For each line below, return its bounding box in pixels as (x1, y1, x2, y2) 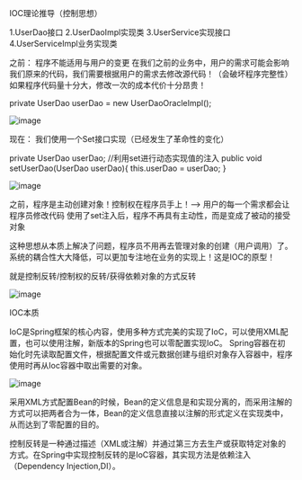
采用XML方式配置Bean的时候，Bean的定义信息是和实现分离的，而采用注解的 (9, 396, 293, 407)
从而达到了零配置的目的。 (9, 419, 104, 430)
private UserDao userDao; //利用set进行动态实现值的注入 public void (9, 153, 262, 164)
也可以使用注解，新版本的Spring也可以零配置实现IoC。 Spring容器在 (24, 338, 278, 348)
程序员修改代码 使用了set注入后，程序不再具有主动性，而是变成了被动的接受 (9, 210, 291, 220)
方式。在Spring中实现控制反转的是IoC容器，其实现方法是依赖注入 (9, 449, 252, 460)
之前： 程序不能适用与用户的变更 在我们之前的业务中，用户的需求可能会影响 (9, 58, 289, 67)
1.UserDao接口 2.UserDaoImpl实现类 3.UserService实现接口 (9, 27, 231, 38)
